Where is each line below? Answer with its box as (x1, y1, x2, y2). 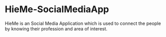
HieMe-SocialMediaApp (5, 4, 109, 15)
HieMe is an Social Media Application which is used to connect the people (5, 20, 161, 26)
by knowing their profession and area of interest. (5, 25, 108, 31)
